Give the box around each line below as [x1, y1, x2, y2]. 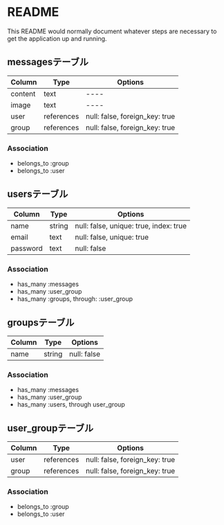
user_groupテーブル [7, 422, 94, 434]
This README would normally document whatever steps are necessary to [7, 27, 217, 35]
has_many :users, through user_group [17, 400, 126, 409]
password [10, 243, 43, 253]
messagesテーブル [7, 56, 88, 68]
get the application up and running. [7, 34, 107, 42]
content [10, 89, 36, 98]
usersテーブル [7, 188, 68, 200]
